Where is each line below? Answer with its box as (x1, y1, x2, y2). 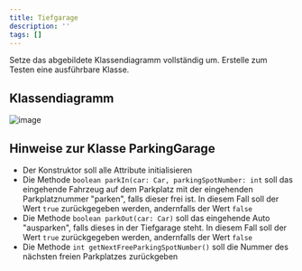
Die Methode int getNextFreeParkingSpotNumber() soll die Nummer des (22, 241, 288, 252)
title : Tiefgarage (9, 13, 78, 23)
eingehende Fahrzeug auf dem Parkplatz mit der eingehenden (22, 184, 254, 194)
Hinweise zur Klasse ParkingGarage (9, 141, 215, 156)
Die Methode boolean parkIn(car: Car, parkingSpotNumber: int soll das (22, 174, 293, 185)
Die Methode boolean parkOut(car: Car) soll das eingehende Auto (22, 213, 270, 223)
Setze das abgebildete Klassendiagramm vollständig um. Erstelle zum (9, 55, 268, 66)
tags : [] (9, 30, 42, 39)
